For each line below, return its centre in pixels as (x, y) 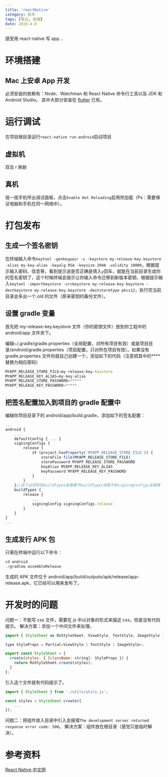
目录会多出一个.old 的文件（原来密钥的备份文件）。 (57, 296)
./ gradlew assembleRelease (33, 566)
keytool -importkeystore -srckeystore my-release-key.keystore (77, 284)
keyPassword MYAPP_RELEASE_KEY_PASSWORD (83, 471)
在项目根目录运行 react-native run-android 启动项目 (58, 137)
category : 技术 (20, 15)
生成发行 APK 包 (30, 539)
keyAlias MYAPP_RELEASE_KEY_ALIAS (77, 467)
